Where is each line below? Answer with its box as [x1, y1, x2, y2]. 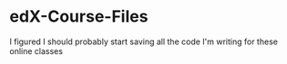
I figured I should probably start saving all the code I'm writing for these [9, 36, 278, 47]
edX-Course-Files [9, 6, 149, 27]
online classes [9, 45, 64, 56]
